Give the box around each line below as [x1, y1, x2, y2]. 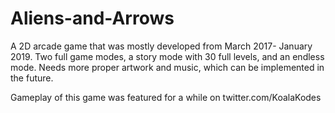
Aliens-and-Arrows [10, 7, 175, 30]
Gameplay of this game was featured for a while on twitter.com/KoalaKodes [10, 91, 322, 103]
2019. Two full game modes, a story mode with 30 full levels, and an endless [10, 50, 325, 62]
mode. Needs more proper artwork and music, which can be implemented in [10, 61, 325, 73]
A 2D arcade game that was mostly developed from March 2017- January [10, 40, 313, 52]
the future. [10, 72, 54, 84]
